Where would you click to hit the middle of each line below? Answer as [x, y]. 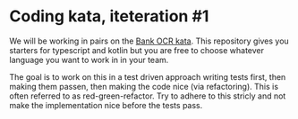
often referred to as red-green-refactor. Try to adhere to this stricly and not [148, 96]
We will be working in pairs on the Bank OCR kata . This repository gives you [149, 41]
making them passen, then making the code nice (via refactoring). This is [144, 86]
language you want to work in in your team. [89, 59]
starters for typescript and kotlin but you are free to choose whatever [137, 50]
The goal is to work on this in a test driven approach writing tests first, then [148, 76]
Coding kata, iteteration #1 [109, 16]
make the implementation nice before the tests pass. [106, 105]
